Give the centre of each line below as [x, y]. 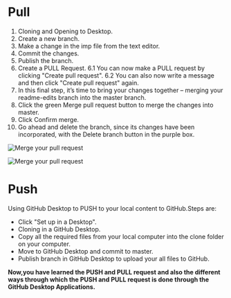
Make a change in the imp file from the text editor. [89, 46]
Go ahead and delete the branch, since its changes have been [106, 127]
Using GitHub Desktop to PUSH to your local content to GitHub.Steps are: [112, 208]
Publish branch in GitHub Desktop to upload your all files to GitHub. [113, 258]
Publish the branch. [46, 60]
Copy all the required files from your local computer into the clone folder [121, 236]
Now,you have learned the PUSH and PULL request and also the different [114, 272]
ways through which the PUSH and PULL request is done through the [109, 279]
